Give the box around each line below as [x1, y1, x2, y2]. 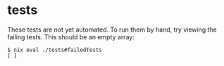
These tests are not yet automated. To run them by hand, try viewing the [7, 25, 217, 34]
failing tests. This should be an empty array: [7, 32, 135, 41]
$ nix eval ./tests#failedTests [7, 46, 102, 53]
